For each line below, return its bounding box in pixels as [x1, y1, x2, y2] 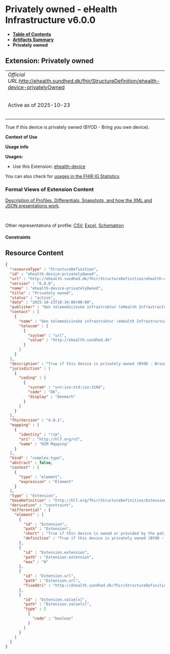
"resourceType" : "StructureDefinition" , [10, 267, 99, 272]
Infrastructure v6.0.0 [5, 14, 96, 26]
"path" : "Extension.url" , [23, 578, 80, 583]
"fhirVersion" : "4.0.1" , [10, 418, 65, 423]
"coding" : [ [18, 375, 47, 381]
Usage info [5, 144, 29, 150]
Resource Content [5, 249, 64, 257]
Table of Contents [12, 31, 52, 37]
